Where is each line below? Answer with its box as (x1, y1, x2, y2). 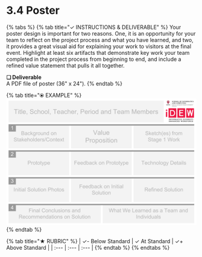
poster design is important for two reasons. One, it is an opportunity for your (6, 29, 196, 37)
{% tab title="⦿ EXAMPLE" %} (6, 91, 82, 99)
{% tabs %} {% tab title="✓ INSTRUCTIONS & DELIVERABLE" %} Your (6, 23, 181, 31)
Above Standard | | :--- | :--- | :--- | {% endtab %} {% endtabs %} (6, 244, 170, 251)
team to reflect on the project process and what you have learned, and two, (6, 36, 194, 43)
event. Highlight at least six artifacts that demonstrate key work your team (6, 49, 190, 56)
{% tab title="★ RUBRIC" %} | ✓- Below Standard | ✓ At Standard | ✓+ (6, 237, 183, 244)
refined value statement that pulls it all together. (6, 61, 125, 69)
